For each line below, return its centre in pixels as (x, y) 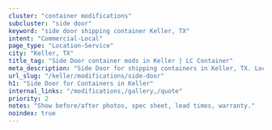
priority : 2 (28, 99)
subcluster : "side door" (50, 23)
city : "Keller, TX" (41, 53)
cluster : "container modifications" (70, 16)
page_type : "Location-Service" (61, 46)
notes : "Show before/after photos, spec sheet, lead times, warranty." (132, 106)
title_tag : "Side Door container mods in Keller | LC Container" (121, 61)
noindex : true (32, 114)
